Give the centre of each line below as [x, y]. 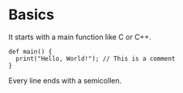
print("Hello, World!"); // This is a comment [96, 59]
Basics [32, 15]
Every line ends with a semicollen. [65, 80]
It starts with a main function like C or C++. [80, 37]
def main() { [30, 51]
